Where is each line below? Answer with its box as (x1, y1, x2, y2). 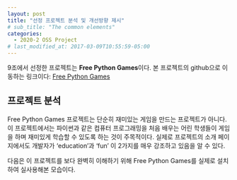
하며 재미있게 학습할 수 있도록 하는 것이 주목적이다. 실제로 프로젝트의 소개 (14, 132, 217, 141)
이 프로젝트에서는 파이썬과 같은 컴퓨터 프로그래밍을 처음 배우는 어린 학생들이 (7, 124, 217, 132)
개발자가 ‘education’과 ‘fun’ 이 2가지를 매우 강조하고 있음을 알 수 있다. (31, 141, 226, 150)
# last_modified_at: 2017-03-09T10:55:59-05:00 (7, 43, 151, 50)
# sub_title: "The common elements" (7, 23, 115, 30)
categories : (7, 30, 42, 37)
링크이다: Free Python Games (25, 72, 110, 80)
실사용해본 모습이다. (20, 165, 76, 174)
